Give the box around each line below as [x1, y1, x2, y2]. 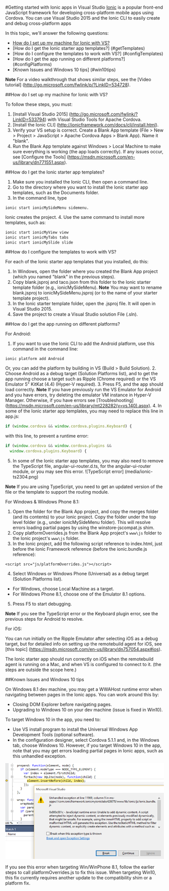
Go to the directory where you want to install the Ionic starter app [12, 184, 148, 190]
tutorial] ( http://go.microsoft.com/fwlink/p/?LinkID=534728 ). [5, 82, 131, 88]
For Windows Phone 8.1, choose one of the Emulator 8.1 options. [12, 591, 146, 597]
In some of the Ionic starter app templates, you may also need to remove [12, 457, 164, 463]
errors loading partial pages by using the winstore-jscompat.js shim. [12, 524, 155, 530]
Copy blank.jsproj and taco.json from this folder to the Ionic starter [12, 279, 151, 285]
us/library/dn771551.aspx [12, 159, 65, 165]
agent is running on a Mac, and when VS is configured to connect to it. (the [5, 661, 161, 667]
